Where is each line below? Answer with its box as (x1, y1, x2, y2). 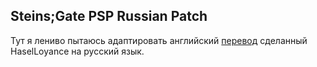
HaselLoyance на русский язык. (10, 45, 145, 57)
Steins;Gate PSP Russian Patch (10, 8, 208, 25)
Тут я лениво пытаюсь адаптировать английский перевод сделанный (10, 34, 308, 46)
